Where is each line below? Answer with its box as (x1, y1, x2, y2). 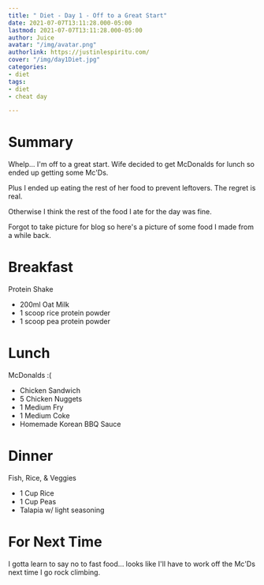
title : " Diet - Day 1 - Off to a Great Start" (8, 11, 168, 20)
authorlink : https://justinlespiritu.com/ (8, 48, 150, 56)
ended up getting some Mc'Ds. (8, 168, 109, 178)
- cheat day (8, 92, 47, 100)
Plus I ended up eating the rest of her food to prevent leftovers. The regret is (8, 183, 256, 193)
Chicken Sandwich (19, 386, 81, 395)
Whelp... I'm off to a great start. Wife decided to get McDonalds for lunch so (8, 160, 255, 169)
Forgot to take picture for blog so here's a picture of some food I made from (8, 222, 255, 232)
